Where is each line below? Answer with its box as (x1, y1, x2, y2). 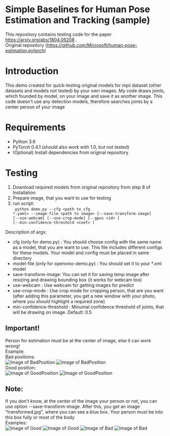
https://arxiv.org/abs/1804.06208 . (5, 37, 78, 43)
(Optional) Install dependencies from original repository (12, 149, 128, 155)
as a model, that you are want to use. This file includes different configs (12, 244, 162, 250)
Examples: (5, 420, 27, 426)
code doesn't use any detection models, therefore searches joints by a (5, 98, 153, 104)
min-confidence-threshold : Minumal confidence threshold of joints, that (12, 304, 164, 310)
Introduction (5, 65, 59, 77)
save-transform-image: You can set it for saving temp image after (12, 271, 150, 277)
